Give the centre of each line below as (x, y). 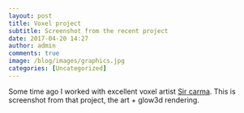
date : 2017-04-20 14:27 (49, 38)
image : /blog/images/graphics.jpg (67, 61)
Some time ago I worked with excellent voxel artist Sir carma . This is (122, 91)
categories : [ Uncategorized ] (58, 69)
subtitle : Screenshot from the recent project (88, 31)
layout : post (30, 16)
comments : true (34, 53)
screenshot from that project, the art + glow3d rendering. (104, 100)
